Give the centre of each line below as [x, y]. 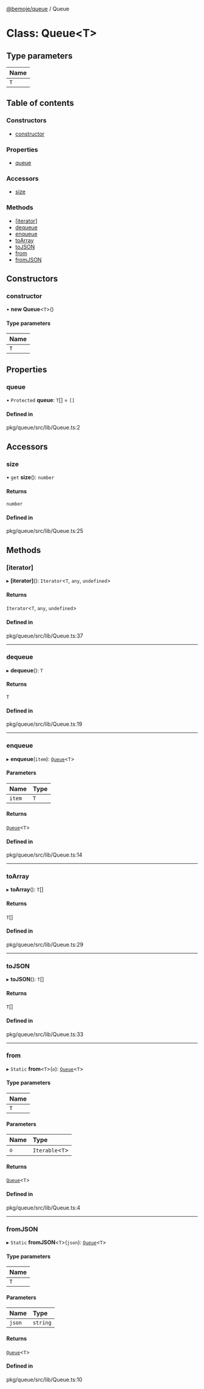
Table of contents [40, 103]
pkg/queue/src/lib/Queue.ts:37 [45, 636]
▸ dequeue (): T [25, 670]
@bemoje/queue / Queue [38, 9]
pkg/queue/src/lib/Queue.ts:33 [45, 1034]
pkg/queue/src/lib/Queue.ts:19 [44, 724]
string [42, 1323]
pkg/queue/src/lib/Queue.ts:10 [44, 1379]
